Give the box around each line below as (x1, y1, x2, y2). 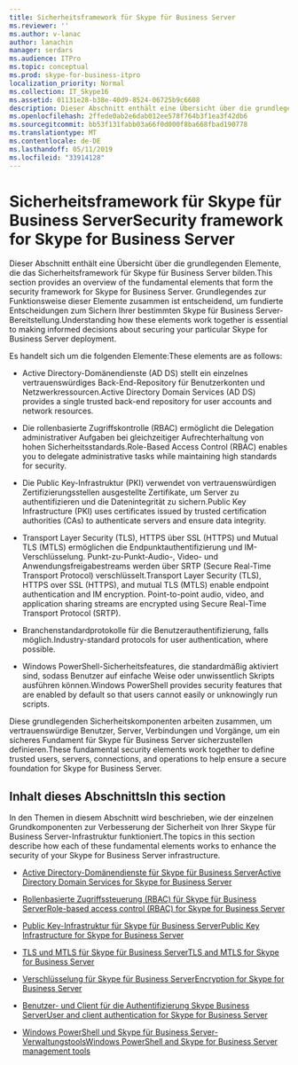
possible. (21, 644, 56, 654)
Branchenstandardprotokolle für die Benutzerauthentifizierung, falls (21, 625, 269, 636)
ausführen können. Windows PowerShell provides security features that (21, 680, 282, 691)
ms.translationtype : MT (9, 129, 98, 137)
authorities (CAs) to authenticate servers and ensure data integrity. (21, 515, 267, 526)
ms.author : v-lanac (9, 29, 82, 38)
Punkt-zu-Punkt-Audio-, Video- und (87, 552, 219, 562)
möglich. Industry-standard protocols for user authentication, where (21, 635, 269, 646)
